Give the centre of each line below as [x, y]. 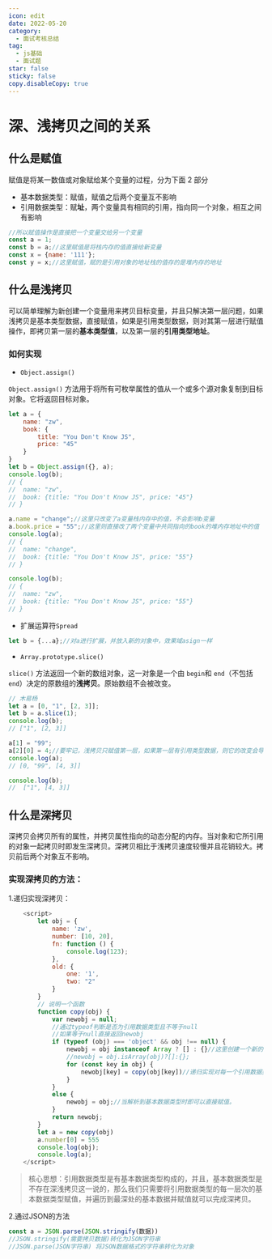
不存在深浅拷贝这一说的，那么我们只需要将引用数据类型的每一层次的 [142, 1189]
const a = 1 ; [30, 240]
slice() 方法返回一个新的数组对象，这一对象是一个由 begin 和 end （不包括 [131, 673]
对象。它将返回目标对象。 [51, 398]
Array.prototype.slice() [62, 657]
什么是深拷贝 [40, 815]
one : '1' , [83, 974]
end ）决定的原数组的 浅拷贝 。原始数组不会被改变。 [92, 683]
